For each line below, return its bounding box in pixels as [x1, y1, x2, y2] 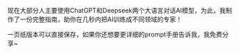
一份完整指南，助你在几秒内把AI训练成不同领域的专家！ [19, 15, 183, 23]
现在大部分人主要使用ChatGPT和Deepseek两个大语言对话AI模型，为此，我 [7, 6, 226, 14]
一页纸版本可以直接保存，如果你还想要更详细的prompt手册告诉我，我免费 [7, 31, 223, 38]
